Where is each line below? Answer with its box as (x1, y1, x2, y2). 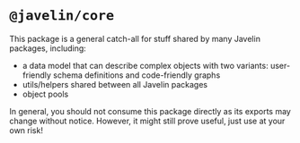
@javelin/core (9, 7, 115, 24)
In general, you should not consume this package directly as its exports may (9, 105, 292, 116)
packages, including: (9, 43, 87, 54)
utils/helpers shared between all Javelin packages (22, 79, 208, 89)
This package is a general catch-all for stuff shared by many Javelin (9, 33, 260, 44)
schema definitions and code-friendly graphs (53, 70, 221, 80)
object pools (22, 88, 69, 99)
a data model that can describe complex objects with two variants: (22, 60, 269, 71)
